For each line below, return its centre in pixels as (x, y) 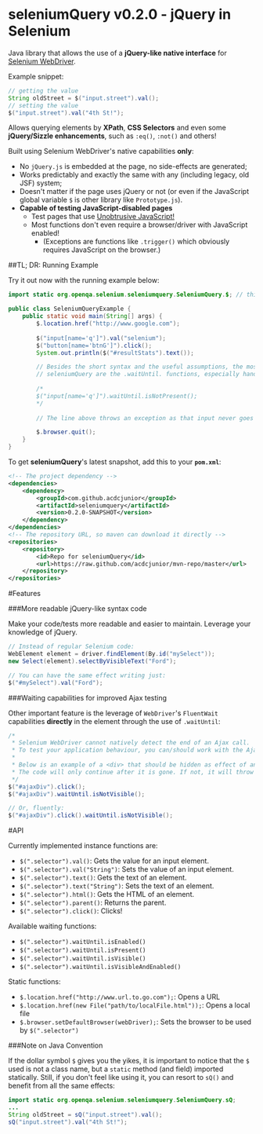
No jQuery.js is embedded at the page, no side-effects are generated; (133, 166)
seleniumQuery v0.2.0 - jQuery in (120, 15)
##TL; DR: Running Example (54, 265)
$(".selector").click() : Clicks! (71, 911)
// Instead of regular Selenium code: (71, 647)
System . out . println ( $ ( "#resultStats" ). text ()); (115, 353)
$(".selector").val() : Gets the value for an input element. (114, 861)
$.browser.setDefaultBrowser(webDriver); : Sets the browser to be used (135, 1022)
